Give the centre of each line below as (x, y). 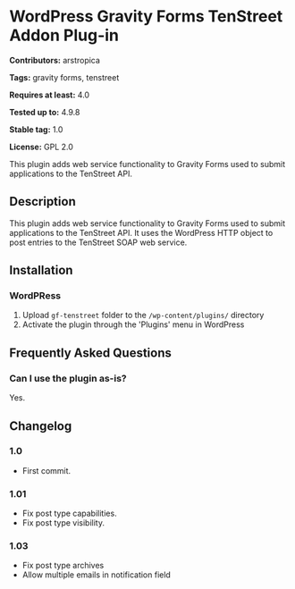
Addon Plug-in (64, 35)
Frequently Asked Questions (91, 353)
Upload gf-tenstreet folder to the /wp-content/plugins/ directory (143, 316)
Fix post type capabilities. (70, 513)
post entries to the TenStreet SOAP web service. (98, 242)
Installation (41, 270)
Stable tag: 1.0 (36, 129)
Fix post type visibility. (63, 523)
